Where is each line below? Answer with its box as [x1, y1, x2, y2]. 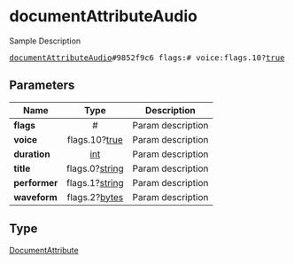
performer [13, 176, 58, 189]
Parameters [9, 78, 75, 93]
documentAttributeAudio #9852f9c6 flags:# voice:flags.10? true [9, 52, 285, 63]
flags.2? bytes [66, 190, 124, 203]
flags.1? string [66, 176, 124, 189]
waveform [13, 190, 58, 203]
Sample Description [9, 35, 81, 46]
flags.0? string [66, 162, 124, 175]
